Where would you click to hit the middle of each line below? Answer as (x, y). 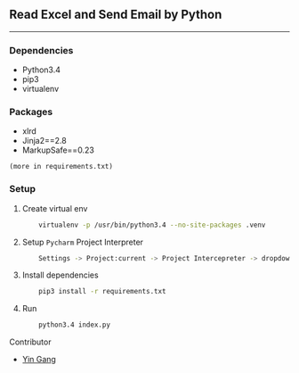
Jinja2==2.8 (44, 141)
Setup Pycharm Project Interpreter (83, 242)
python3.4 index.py (75, 325)
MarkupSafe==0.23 (58, 150)
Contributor (30, 342)
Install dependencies (61, 275)
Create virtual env (55, 208)
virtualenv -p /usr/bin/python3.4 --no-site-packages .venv (152, 225)
